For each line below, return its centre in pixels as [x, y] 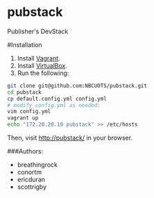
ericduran [31, 180]
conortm [29, 172]
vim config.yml [29, 112]
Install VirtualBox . [42, 65]
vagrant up [23, 118]
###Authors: [25, 151]
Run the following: [43, 73]
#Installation [25, 44]
